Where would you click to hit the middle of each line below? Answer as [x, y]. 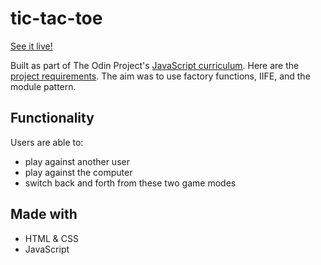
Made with [44, 214]
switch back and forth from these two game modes [130, 183]
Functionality [52, 118]
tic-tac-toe [56, 18]
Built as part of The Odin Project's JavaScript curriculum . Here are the [155, 65]
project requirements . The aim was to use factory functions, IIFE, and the [160, 76]
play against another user [77, 161]
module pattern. [43, 86]
